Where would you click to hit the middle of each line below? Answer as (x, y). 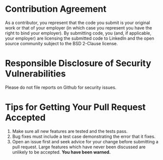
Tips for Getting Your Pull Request (75, 107)
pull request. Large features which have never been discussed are (79, 147)
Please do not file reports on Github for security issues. (61, 87)
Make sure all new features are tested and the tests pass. (70, 131)
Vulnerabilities (35, 74)
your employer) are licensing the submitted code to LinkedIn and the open (80, 38)
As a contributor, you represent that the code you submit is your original (78, 23)
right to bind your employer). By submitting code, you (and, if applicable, (78, 33)
